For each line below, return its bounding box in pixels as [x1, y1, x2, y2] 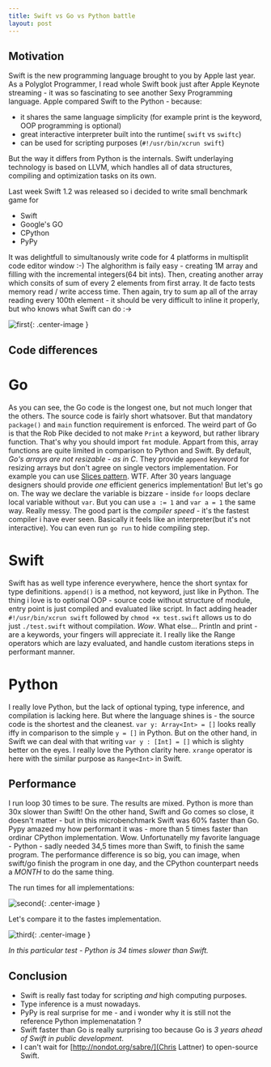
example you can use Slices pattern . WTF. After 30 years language [8, 471, 232, 481]
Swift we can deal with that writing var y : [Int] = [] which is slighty [8, 736, 244, 746]
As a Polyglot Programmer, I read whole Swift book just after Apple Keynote [8, 79, 260, 89]
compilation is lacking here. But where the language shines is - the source [8, 710, 255, 721]
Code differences [8, 343, 99, 357]
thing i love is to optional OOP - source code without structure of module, [8, 595, 252, 605]
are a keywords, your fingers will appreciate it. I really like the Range [8, 629, 236, 640]
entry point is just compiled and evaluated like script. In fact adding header [8, 604, 257, 614]
